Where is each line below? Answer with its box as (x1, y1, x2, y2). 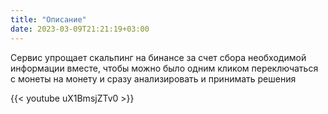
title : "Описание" (10, 14, 87, 25)
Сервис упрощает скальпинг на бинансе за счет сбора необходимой (10, 51, 307, 63)
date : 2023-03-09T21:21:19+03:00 (10, 24, 150, 34)
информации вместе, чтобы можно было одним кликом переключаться (10, 62, 319, 74)
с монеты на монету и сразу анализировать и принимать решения (10, 72, 297, 85)
